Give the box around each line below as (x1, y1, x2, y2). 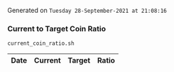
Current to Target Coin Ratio (7, 24, 107, 34)
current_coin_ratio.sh (7, 40, 75, 47)
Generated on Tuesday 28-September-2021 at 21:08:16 (7, 6, 167, 14)
